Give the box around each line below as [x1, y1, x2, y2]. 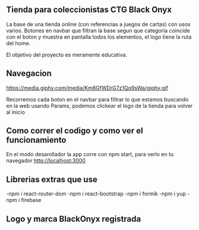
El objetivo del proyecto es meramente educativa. [6, 51, 128, 58]
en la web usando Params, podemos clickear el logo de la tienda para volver [6, 102, 193, 109]
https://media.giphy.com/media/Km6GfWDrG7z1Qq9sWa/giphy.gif [6, 84, 168, 91]
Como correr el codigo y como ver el [6, 126, 144, 136]
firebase [21, 197, 42, 204]
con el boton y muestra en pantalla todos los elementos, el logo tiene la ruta [6, 33, 192, 41]
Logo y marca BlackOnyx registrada [6, 214, 141, 224]
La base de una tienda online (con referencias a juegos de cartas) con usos [6, 20, 191, 27]
